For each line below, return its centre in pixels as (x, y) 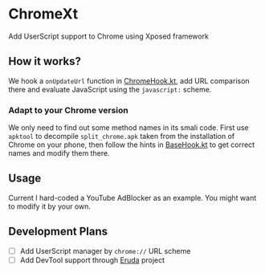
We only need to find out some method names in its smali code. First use (128, 128)
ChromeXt (43, 14)
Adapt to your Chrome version (68, 110)
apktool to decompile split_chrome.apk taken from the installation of (122, 136)
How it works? (45, 61)
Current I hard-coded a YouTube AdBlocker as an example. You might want (132, 198)
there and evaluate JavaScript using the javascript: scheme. (110, 89)
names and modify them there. (59, 153)
